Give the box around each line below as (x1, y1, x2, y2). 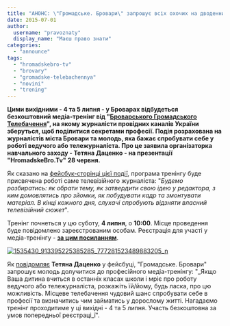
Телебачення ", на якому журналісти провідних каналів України (7, 120, 200, 128)
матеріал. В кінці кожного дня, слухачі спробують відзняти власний (7, 199, 207, 207)
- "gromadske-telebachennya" (13, 73, 97, 81)
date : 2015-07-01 (7, 16, 57, 23)
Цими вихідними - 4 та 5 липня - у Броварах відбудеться (7, 105, 179, 114)
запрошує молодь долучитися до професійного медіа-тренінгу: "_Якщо (7, 268, 217, 276)
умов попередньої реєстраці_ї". (7, 311, 100, 319)
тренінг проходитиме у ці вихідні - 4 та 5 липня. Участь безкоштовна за (7, 304, 217, 312)
